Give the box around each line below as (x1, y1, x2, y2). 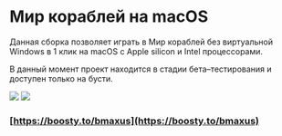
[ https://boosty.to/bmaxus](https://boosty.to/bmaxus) (9, 114, 260, 127)
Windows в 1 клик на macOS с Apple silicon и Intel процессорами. (9, 45, 263, 56)
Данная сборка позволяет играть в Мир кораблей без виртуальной (9, 36, 274, 47)
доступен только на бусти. (9, 73, 114, 83)
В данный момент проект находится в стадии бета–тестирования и (9, 63, 272, 74)
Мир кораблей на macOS (9, 6, 209, 27)
